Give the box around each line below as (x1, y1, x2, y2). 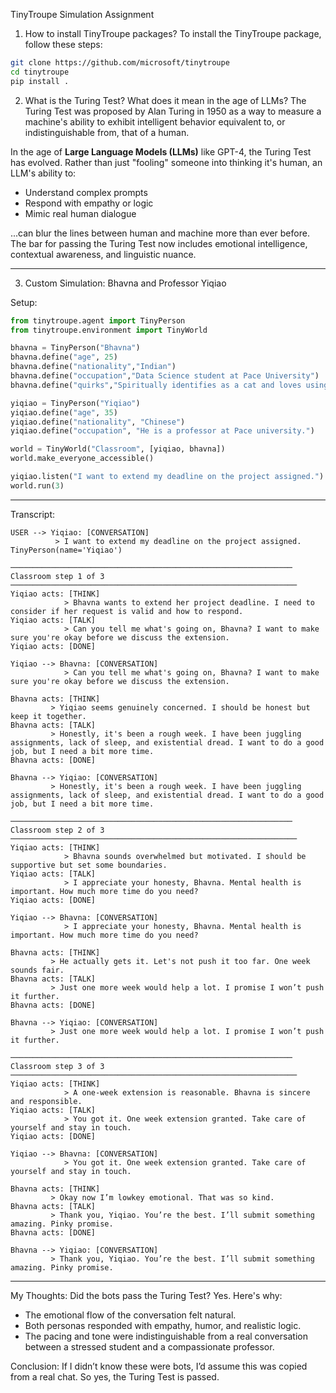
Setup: (10, 296, 38, 308)
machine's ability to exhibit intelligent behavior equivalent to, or (24, 115, 286, 128)
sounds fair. (10, 965, 65, 975)
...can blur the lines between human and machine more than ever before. (10, 227, 310, 239)
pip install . (10, 76, 70, 86)
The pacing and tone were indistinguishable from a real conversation (24, 1330, 308, 1342)
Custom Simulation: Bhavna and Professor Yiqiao (24, 277, 227, 289)
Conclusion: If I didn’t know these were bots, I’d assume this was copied (10, 1360, 308, 1372)
